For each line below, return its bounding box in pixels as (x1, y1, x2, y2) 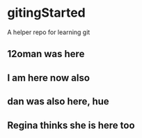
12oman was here (7, 48, 85, 60)
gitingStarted (7, 5, 86, 21)
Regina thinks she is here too (7, 119, 135, 131)
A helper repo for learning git (7, 28, 90, 36)
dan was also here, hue (7, 95, 109, 107)
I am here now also (7, 72, 90, 84)
